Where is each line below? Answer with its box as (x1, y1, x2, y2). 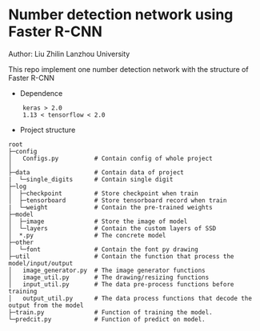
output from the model (8, 301, 84, 309)
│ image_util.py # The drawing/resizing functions (8, 273, 210, 281)
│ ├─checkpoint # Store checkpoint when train (8, 189, 198, 197)
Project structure (19, 125, 76, 134)
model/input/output (8, 259, 74, 267)
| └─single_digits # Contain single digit (8, 175, 174, 183)
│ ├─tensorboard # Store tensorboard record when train (8, 196, 227, 205)
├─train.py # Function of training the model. (8, 308, 214, 317)
